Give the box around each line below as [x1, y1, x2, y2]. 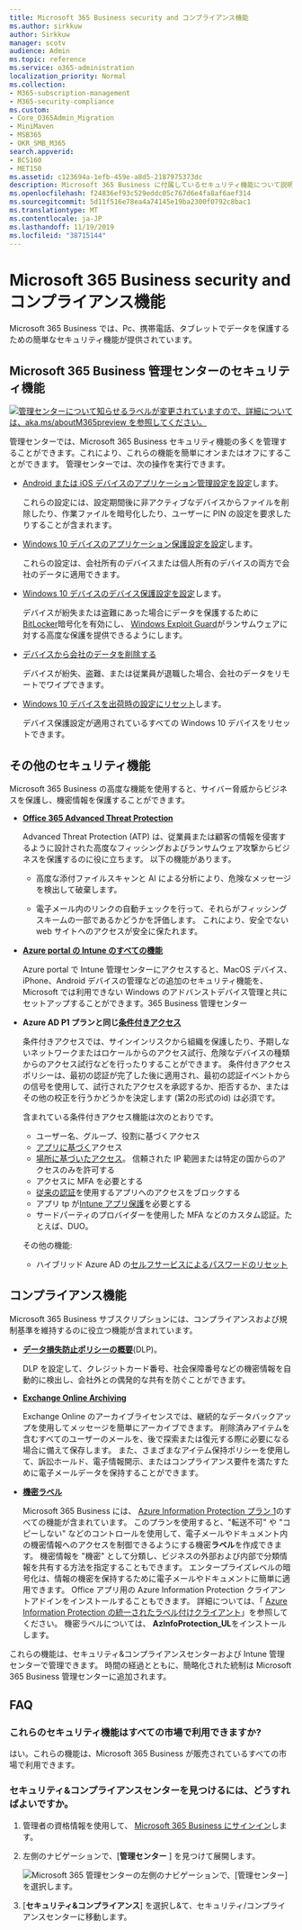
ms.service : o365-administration [9, 64, 135, 73]
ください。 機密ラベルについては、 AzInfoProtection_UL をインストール [22, 1617, 287, 1628]
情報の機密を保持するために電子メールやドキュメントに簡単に [53, 1572, 283, 1583]
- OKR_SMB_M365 [9, 139, 67, 148]
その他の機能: [22, 1239, 73, 1250]
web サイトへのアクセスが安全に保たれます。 [35, 925, 203, 937]
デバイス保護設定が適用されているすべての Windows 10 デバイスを [22, 718, 268, 729]
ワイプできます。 [46, 679, 110, 690]
